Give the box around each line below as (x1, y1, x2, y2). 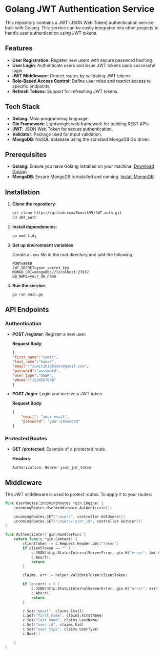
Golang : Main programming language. (12, 115, 89, 121)
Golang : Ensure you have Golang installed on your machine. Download (12, 163, 155, 169)
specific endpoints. (12, 83, 51, 89)
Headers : (12, 456, 32, 462)
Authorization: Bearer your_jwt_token (12, 465, 91, 470)
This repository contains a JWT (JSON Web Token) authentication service (5, 20, 154, 25)
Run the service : (12, 282, 46, 288)
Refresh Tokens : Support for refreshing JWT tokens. (12, 88, 119, 94)
